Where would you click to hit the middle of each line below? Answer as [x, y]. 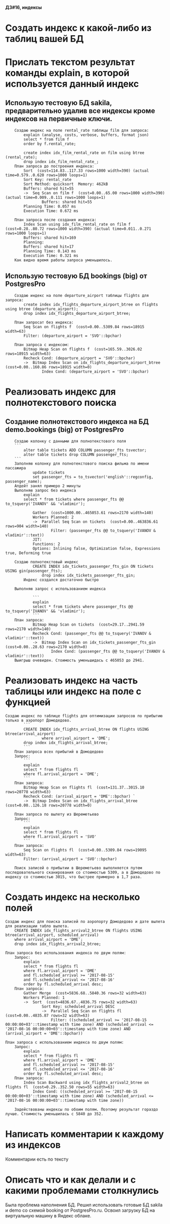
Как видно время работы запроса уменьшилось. [64, 260]
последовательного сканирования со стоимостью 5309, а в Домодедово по [83, 872]
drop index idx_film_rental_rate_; [61, 162]
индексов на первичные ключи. [59, 119]
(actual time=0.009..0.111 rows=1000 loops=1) [55, 198]
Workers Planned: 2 [53, 517]
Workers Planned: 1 [44, 998]
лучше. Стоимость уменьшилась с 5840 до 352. [54, 1114]
